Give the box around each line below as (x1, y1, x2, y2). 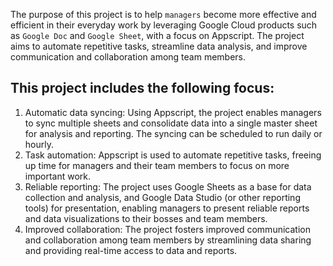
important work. (24, 170, 92, 182)
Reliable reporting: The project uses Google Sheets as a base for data (24, 180, 312, 193)
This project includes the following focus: (10, 80, 275, 97)
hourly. (24, 138, 54, 150)
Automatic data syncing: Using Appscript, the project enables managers (24, 106, 322, 118)
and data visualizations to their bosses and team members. (24, 212, 268, 224)
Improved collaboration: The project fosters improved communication (24, 223, 311, 235)
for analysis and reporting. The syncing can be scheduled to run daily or (24, 127, 323, 139)
